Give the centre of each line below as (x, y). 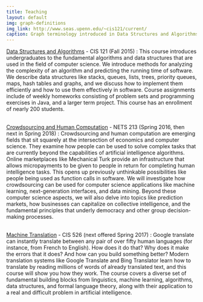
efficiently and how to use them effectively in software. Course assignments (101, 90)
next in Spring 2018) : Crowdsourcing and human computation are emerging (101, 134)
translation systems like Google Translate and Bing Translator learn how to (99, 260)
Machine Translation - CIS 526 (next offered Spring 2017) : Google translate (100, 235)
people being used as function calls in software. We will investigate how (96, 178)
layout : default (27, 17)
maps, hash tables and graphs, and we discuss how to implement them (95, 83)
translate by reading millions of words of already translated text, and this (96, 267)
